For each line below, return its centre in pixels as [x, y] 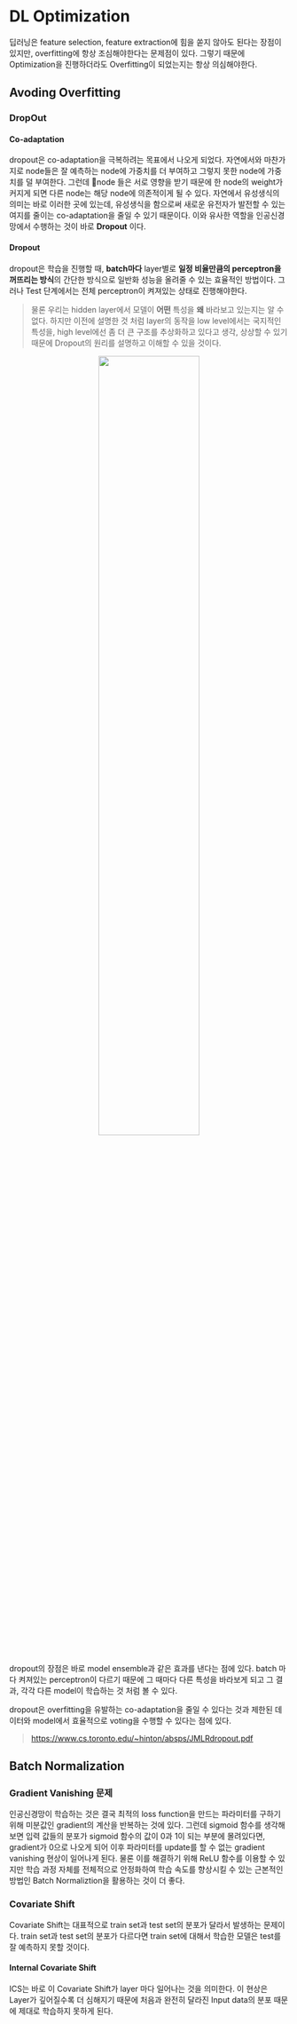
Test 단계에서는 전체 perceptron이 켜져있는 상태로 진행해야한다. [136, 290]
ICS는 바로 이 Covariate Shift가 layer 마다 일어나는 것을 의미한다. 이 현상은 [139, 1988]
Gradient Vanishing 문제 [61, 1793]
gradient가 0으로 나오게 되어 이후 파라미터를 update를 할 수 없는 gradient [137, 1847]
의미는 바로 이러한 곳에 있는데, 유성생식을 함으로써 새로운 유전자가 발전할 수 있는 [148, 204]
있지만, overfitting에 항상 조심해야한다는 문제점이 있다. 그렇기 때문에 [127, 53]
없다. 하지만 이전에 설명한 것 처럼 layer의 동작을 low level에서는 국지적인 [156, 321]
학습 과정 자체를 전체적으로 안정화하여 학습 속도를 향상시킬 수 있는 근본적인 [154, 1869]
